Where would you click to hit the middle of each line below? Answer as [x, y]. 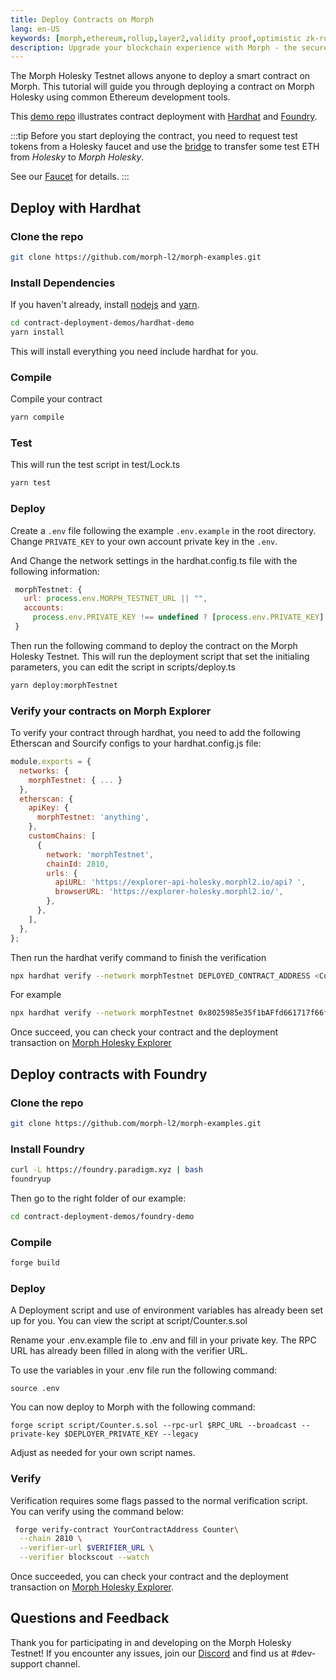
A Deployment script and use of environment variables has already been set [167, 1310]
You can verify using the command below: [97, 1511]
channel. [62, 1663]
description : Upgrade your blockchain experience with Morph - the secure [169, 47]
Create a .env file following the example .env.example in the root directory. [163, 530]
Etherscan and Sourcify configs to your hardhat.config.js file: [136, 743]
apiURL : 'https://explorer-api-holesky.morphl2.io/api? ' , [180, 882]
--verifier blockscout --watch [84, 1557]
